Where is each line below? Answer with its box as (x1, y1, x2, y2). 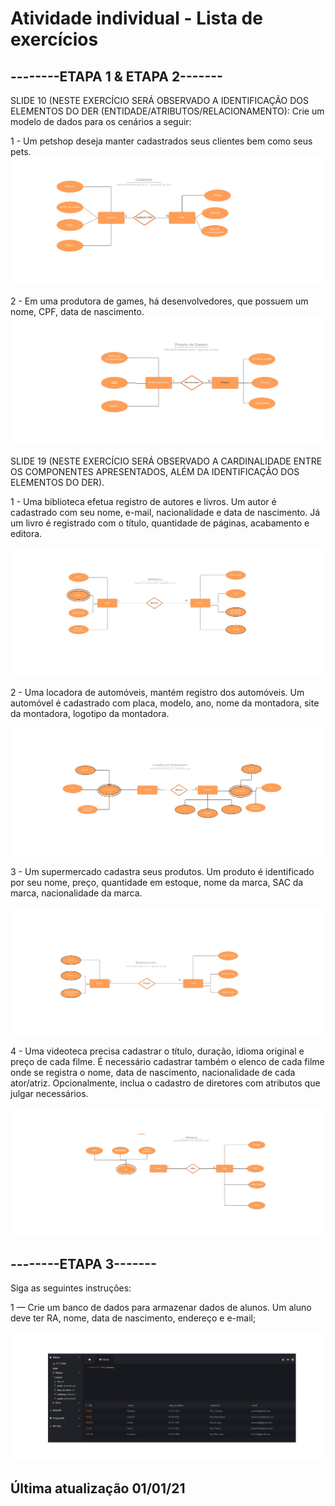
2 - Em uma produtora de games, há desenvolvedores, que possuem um (10, 295, 309, 307)
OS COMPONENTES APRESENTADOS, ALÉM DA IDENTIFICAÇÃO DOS (10, 466, 300, 478)
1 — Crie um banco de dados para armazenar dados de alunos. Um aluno (10, 1302, 312, 1314)
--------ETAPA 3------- (10, 1255, 158, 1272)
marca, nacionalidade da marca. (10, 887, 143, 899)
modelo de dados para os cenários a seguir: (10, 116, 192, 127)
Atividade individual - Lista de (10, 7, 263, 30)
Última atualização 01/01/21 (10, 1480, 186, 1497)
